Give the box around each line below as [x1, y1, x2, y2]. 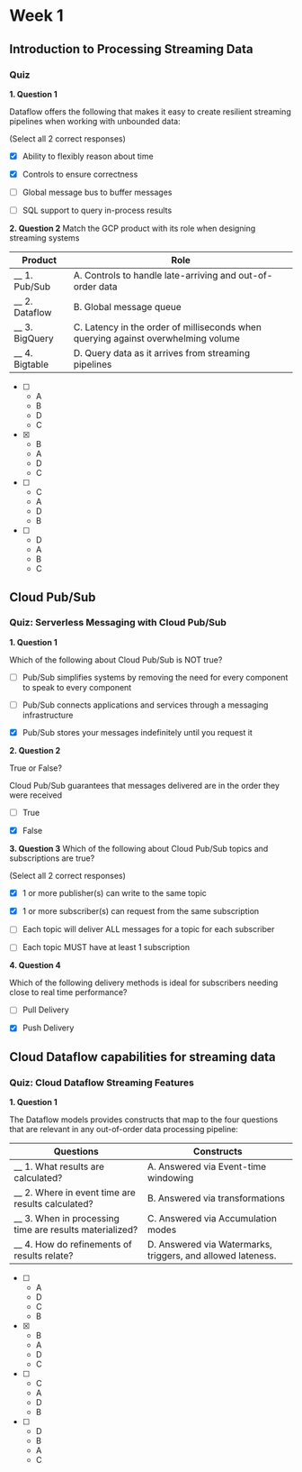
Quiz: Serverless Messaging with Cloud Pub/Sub [9, 617, 226, 629]
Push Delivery [22, 1022, 75, 1033]
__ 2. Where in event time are [13, 1186, 137, 1199]
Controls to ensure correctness [22, 169, 138, 179]
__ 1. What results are [13, 1160, 105, 1173]
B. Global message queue [73, 301, 182, 314]
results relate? [13, 1249, 74, 1262]
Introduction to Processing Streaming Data [9, 41, 253, 57]
